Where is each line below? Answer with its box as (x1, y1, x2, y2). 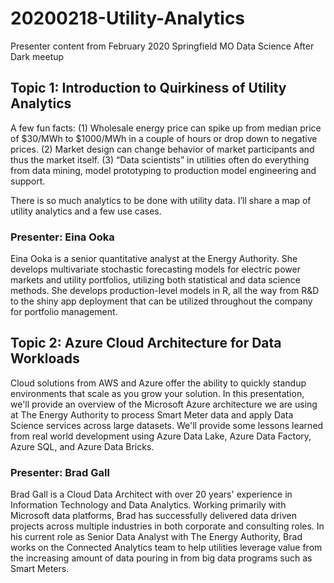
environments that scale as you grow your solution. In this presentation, (10, 387, 305, 399)
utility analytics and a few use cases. (10, 205, 162, 217)
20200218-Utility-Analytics (10, 7, 246, 30)
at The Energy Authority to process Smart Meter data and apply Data (10, 408, 294, 421)
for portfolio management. (10, 306, 118, 318)
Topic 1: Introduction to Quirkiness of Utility (10, 80, 287, 97)
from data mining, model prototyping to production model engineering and (10, 164, 317, 176)
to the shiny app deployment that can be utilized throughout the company (10, 295, 313, 307)
